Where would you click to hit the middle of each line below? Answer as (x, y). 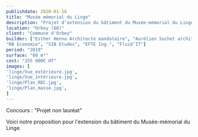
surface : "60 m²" (27, 55)
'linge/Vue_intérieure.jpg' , (42, 77)
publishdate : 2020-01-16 (37, 11)
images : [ (18, 66)
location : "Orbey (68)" (35, 28)
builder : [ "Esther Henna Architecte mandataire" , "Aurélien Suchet (91, 39)
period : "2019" (25, 50)
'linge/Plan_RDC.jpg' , (34, 83)
